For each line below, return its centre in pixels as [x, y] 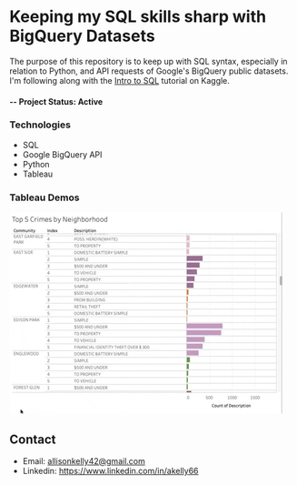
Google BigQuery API [62, 154]
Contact [33, 439]
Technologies [40, 125]
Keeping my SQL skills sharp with [138, 17]
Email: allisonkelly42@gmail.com [84, 460]
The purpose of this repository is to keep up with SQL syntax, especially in [148, 61]
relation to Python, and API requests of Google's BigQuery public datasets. [149, 71]
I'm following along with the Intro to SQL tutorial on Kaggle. [119, 80]
